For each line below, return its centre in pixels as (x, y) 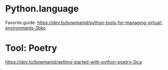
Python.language (42, 9)
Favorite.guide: (21, 22)
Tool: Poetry (31, 48)
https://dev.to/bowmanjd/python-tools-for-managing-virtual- (100, 22)
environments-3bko (26, 27)
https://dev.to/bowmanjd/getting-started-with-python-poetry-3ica (73, 62)
